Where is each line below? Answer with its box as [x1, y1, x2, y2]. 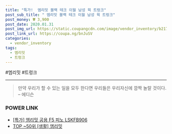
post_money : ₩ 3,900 [5, 17, 50, 22]
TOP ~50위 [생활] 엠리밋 [12, 123, 62, 129]
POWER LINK [5, 104, 38, 112]
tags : [5, 45, 17, 50]
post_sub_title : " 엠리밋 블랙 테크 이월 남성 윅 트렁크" [5, 12, 116, 17]
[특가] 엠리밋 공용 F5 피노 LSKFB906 [12, 117, 88, 123]
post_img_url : [5, 26, 36, 32]
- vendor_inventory [10, 41, 52, 46]
